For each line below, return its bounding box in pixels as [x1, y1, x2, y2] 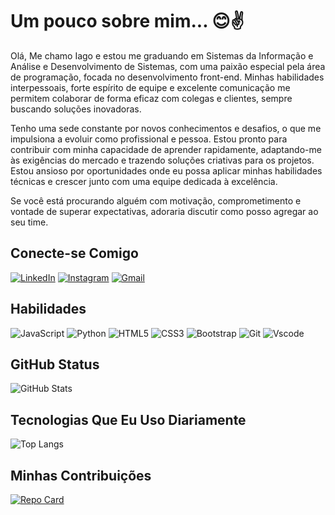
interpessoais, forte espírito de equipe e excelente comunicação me [10, 81, 291, 93]
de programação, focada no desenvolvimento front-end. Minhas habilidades [10, 71, 325, 83]
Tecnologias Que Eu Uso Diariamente [10, 411, 247, 428]
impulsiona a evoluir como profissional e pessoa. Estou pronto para [10, 133, 288, 145]
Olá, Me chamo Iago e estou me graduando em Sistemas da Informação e [10, 49, 314, 62]
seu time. [10, 216, 49, 228]
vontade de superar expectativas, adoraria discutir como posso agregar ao [10, 205, 319, 217]
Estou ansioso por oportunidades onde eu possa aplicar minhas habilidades [10, 164, 323, 177]
